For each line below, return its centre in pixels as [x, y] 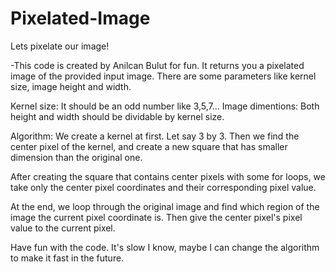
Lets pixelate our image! [60, 46]
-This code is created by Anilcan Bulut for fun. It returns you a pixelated [157, 65]
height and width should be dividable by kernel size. [117, 116]
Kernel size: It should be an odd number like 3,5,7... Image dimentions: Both [165, 106]
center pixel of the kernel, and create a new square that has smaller [149, 146]
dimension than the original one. [76, 157]
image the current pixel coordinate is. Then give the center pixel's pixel [156, 217]
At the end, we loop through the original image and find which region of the [165, 206]
